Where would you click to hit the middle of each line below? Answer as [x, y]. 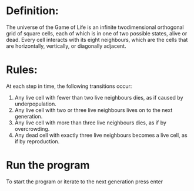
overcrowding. [32, 129]
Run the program [48, 165]
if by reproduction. [37, 141]
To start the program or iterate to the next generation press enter [85, 182]
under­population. [36, 104]
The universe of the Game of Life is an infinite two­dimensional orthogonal [95, 27]
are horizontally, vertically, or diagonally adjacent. [66, 46]
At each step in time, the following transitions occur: [69, 86]
